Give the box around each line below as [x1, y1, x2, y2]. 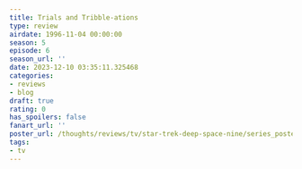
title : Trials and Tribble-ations [9, 13, 139, 22]
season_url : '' [9, 55, 67, 63]
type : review [9, 21, 58, 30]
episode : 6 [9, 46, 50, 55]
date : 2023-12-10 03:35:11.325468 [9, 63, 139, 72]
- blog [9, 88, 34, 97]
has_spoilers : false [9, 113, 87, 122]
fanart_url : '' [9, 122, 67, 131]
